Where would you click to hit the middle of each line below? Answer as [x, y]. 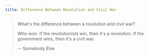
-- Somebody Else [36, 48]
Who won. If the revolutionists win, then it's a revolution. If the [80, 33]
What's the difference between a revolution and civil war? [76, 24]
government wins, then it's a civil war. [56, 39]
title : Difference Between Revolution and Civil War [61, 10]
